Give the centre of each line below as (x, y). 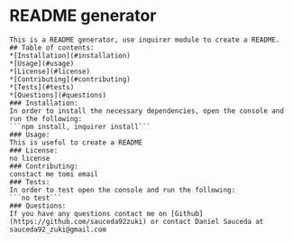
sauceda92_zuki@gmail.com (58, 229)
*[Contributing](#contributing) (70, 79)
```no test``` (36, 198)
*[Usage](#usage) (42, 63)
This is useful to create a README (76, 142)
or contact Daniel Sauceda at (207, 221)
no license (30, 158)
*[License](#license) (50, 71)
